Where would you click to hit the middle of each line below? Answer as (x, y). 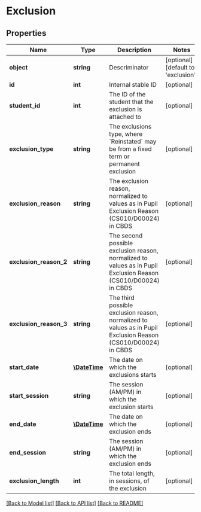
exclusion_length (34, 481)
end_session (28, 452)
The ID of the (127, 94)
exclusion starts (131, 407)
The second (126, 236)
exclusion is (126, 109)
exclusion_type (31, 149)
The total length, (132, 473)
